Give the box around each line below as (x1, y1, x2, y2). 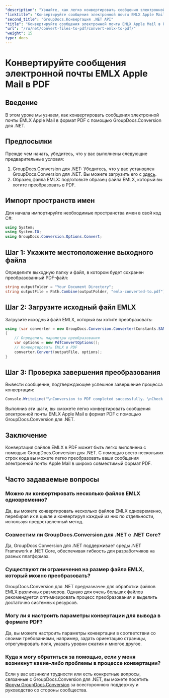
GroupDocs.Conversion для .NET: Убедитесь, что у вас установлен (12, 166, 155, 172)
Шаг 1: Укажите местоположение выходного (5, 248, 153, 257)
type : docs (5, 36, 28, 41)
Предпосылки (5, 137, 52, 146)
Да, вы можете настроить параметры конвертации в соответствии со (5, 630, 156, 636)
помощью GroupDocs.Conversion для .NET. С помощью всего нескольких (5, 450, 164, 456)
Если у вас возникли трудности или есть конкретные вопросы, (5, 671, 141, 677)
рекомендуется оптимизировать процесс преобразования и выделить (5, 594, 157, 600)
